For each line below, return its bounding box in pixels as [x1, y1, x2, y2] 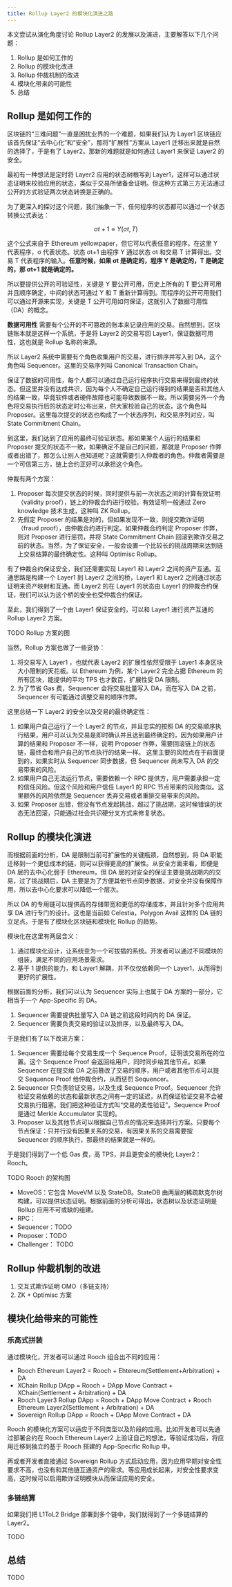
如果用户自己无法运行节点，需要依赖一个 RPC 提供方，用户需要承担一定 [17, 774, 221, 782]
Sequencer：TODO [17, 1223, 72, 1231]
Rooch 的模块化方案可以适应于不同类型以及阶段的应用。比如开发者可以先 [7, 1424, 215, 1433]
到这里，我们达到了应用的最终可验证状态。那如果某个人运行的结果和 [7, 434, 201, 442]
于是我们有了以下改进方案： [7, 1034, 86, 1043]
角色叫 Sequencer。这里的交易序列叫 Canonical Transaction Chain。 [7, 361, 202, 370]
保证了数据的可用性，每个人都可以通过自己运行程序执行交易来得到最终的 [7, 376, 213, 384]
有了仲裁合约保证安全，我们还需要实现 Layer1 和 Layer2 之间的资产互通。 [7, 565, 215, 573]
